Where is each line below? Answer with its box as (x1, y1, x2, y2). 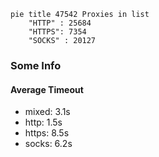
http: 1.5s (24, 116, 63, 129)
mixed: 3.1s (24, 106, 71, 118)
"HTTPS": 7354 (28, 27, 87, 37)
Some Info (10, 58, 62, 72)
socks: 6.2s (24, 138, 73, 150)
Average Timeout (10, 83, 84, 95)
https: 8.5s (24, 127, 70, 139)
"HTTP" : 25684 (28, 18, 92, 28)
